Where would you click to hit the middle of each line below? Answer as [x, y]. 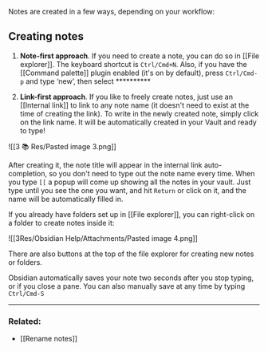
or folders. [25, 262]
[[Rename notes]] [49, 339]
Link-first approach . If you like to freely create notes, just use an [126, 97]
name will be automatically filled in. [66, 199]
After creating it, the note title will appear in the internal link [105, 165]
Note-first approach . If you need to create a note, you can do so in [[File [140, 56]
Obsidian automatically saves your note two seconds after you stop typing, [131, 278]
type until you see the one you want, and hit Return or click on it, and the [128, 190]
